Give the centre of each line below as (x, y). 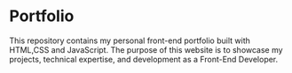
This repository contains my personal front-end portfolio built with (130, 40)
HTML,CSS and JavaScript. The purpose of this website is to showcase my (146, 49)
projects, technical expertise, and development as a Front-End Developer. (144, 59)
